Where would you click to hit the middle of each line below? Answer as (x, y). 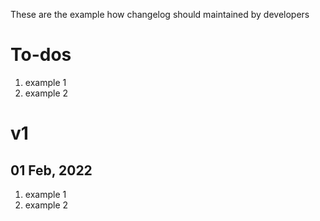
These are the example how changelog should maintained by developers (160, 14)
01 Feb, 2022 (51, 170)
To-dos (41, 55)
